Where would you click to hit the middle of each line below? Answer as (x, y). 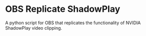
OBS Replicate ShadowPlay (63, 9)
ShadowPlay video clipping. (34, 28)
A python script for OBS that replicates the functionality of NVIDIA (73, 23)
